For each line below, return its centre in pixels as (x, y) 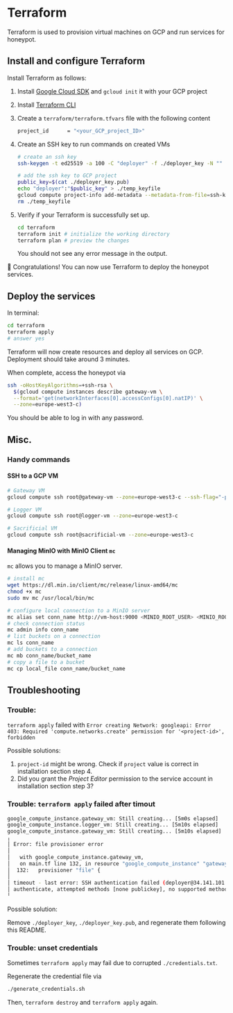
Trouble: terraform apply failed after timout (81, 804)
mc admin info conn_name (43, 630)
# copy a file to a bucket (46, 662)
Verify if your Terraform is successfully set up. (84, 215)
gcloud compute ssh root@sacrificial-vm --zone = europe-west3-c (101, 535)
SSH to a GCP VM (33, 476)
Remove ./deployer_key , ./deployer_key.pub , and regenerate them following (116, 922)
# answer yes (26, 338)
